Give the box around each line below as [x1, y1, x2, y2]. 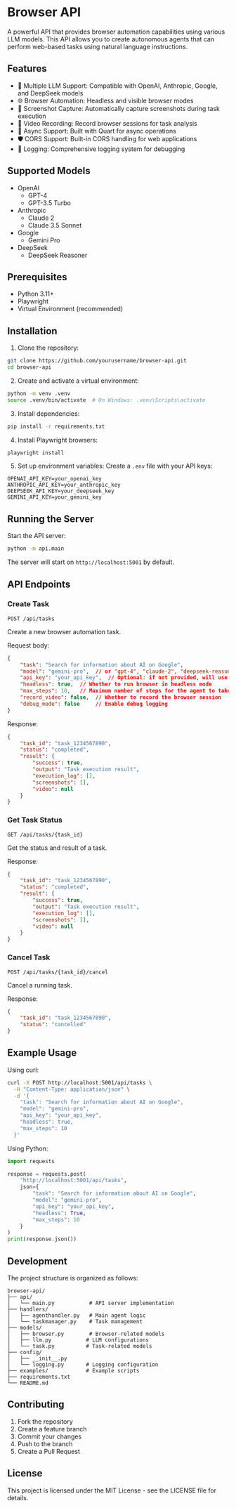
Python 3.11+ [17, 289, 55, 299]
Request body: [7, 641, 50, 650]
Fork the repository [17, 1417, 74, 1426]
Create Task [7, 599, 50, 609]
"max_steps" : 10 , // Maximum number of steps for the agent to [20, 688, 216, 695]
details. [7, 1493, 29, 1502]
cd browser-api [7, 364, 52, 371]
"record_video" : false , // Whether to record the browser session [20, 694, 222, 701]
